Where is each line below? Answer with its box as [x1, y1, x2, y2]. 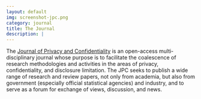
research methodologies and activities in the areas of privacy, [6, 61, 159, 68]
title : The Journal [6, 25, 55, 32]
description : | [6, 31, 44, 37]
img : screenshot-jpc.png [6, 14, 68, 20]
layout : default [6, 8, 47, 15]
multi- [158, 47, 174, 55]
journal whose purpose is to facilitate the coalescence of [35, 54, 176, 61]
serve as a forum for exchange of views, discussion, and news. [6, 86, 162, 93]
